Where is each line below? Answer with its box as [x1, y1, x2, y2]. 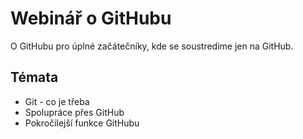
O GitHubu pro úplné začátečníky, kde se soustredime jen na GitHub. [10, 40, 294, 52]
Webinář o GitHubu [10, 7, 172, 30]
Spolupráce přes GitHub [24, 106, 125, 118]
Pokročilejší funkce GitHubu [24, 117, 140, 129]
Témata [10, 69, 59, 86]
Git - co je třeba [24, 95, 90, 107]
